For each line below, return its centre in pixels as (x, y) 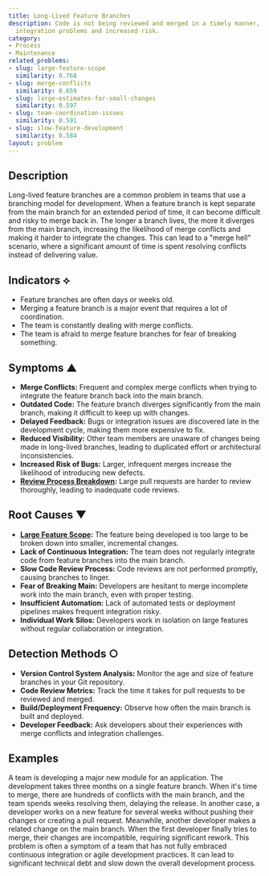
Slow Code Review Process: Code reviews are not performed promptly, (139, 568)
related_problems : (39, 61)
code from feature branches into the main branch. (102, 560)
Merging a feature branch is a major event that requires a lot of (124, 308)
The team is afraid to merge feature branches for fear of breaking (128, 334)
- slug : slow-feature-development (66, 128)
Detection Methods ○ (63, 654)
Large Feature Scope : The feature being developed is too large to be (134, 534)
